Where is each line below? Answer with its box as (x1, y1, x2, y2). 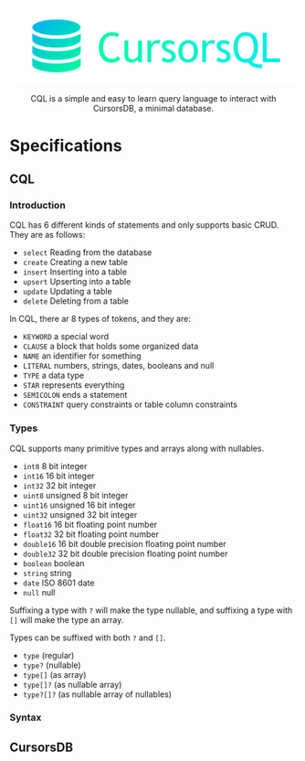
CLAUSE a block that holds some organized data (22, 341, 199, 352)
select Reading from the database (22, 247, 152, 258)
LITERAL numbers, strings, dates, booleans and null (22, 360, 215, 371)
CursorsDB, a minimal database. (92, 103, 215, 114)
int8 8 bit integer (22, 460, 88, 471)
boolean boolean (22, 557, 85, 569)
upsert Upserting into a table (22, 276, 131, 287)
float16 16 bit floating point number (22, 519, 158, 530)
